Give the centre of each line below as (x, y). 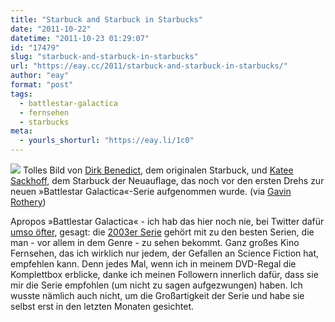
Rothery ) (28, 202)
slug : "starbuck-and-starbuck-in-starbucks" (104, 57)
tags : (21, 94)
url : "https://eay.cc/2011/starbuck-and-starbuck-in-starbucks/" (149, 66)
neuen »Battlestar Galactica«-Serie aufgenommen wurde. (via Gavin (151, 191)
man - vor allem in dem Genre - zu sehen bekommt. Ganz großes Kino (155, 242)
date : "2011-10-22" (51, 29)
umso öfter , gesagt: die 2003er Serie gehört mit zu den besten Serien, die (162, 232)
